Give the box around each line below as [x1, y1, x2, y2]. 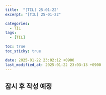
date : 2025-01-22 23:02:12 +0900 [5, 57, 75, 62]
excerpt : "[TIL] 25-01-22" [5, 12, 61, 17]
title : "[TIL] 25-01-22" [5, 7, 59, 12]
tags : [5, 30, 16, 35]
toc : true [5, 44, 26, 49]
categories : [5, 21, 30, 26]
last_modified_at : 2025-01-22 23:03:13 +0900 [5, 62, 101, 67]
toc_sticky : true [5, 48, 41, 53]
